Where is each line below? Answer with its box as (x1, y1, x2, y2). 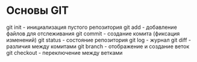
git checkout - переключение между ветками (6, 49, 123, 56)
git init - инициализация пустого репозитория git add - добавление (6, 23, 178, 31)
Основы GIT (6, 4, 69, 17)
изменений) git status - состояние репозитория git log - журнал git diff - (6, 36, 192, 43)
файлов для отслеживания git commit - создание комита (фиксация (6, 29, 180, 37)
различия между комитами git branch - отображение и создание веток (6, 43, 190, 50)
